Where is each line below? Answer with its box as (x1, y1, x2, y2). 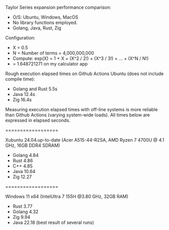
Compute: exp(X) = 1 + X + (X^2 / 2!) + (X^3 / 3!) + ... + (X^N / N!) (12, 55, 149, 61)
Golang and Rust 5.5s (12, 86, 57, 92)
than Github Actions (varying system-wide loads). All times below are (5, 112, 150, 118)
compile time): (5, 76, 36, 82)
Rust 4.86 (12, 157, 33, 163)
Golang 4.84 (12, 152, 39, 158)
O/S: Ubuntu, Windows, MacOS (12, 14, 79, 20)
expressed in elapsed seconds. (5, 117, 71, 123)
